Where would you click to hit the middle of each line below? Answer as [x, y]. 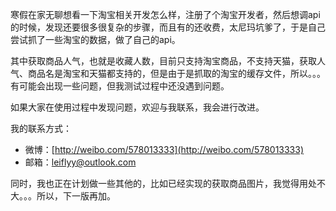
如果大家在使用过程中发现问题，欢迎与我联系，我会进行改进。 [137, 107]
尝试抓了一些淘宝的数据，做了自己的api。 [95, 39]
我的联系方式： [41, 128]
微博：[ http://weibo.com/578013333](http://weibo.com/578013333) [164, 149]
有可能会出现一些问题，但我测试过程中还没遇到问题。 [120, 86]
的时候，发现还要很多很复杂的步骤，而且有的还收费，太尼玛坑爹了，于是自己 [168, 27]
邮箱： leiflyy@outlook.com [80, 162]
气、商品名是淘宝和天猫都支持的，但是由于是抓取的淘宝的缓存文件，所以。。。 [168, 73]
